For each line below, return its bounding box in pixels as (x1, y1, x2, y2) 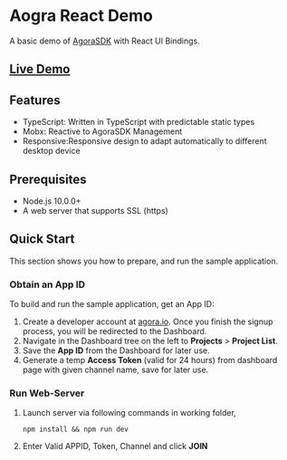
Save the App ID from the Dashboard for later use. (22, 345, 210, 356)
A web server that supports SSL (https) (22, 205, 169, 216)
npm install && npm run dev (22, 425, 129, 435)
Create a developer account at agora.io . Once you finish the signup (22, 316, 273, 327)
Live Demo (9, 62, 71, 77)
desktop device (22, 146, 81, 157)
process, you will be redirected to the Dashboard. (22, 326, 207, 337)
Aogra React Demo (9, 5, 154, 26)
